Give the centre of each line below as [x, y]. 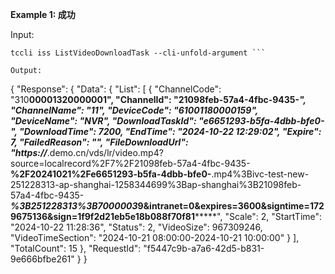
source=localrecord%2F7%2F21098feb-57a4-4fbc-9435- [130, 163]
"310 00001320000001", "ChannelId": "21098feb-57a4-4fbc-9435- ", [158, 99]
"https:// [29, 152]
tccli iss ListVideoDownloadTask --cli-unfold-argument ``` [138, 53]
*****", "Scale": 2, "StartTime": [258, 216]
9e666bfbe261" [42, 259]
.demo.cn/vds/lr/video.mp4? [105, 152]
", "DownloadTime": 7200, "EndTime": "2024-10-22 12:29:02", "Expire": [166, 131]
